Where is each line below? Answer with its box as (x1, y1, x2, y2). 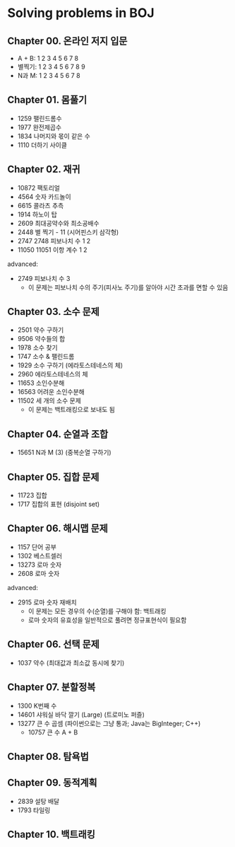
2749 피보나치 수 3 (17, 274, 71, 282)
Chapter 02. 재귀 (7, 163, 80, 175)
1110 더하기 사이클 (17, 140, 67, 149)
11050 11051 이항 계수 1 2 (17, 246, 88, 254)
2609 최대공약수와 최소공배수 (17, 219, 100, 227)
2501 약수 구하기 (17, 325, 64, 334)
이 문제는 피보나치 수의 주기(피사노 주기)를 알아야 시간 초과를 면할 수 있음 (28, 283, 229, 292)
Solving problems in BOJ (7, 5, 155, 21)
